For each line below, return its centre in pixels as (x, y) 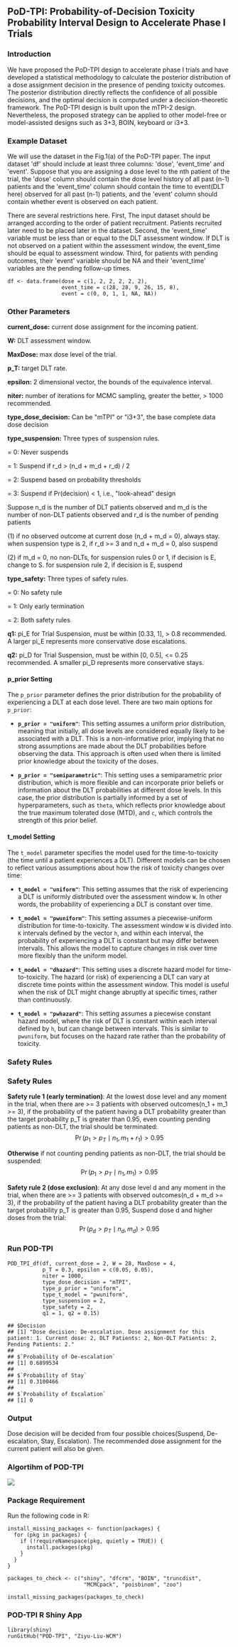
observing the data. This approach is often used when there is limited (119, 754)
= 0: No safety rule (35, 593)
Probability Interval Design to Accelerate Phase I (117, 23)
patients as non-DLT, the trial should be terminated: (83, 1126)
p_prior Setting (30, 679)
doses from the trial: (37, 1217)
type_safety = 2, (68, 1307)
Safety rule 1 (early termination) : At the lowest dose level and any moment (117, 1096)
